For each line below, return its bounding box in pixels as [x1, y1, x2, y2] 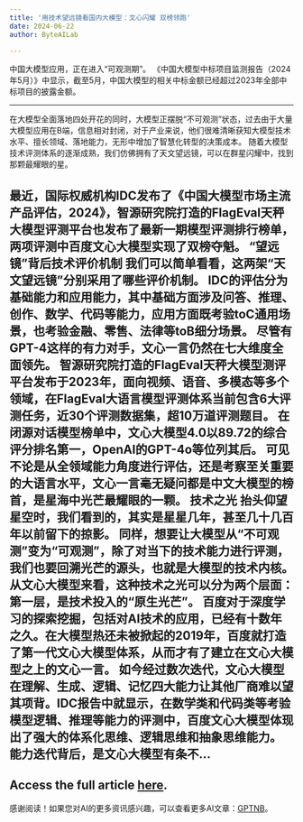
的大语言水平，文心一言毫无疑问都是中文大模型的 [9, 476, 282, 491]
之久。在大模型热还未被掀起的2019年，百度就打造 [9, 628, 287, 643]
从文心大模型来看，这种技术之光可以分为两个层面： [9, 577, 294, 592]
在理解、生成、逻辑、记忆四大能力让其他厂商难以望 [9, 679, 294, 694]
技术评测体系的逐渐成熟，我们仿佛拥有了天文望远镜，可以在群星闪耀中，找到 [9, 148, 294, 159]
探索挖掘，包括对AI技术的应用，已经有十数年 [32, 611, 282, 626]
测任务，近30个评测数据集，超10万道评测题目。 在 [9, 408, 290, 423]
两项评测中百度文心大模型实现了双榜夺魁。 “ [9, 238, 256, 254]
